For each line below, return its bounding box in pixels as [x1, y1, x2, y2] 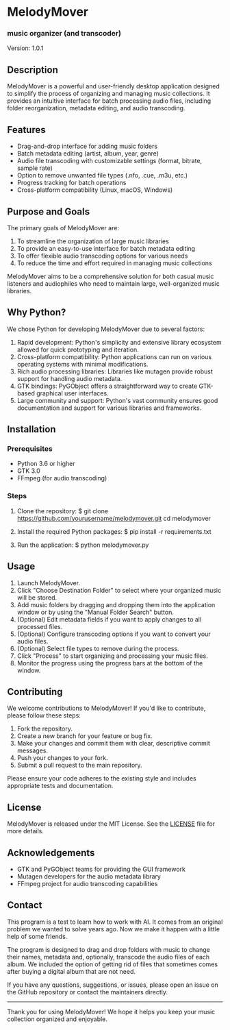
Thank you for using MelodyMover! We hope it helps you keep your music [7, 1007, 216, 1016]
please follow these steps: [7, 711, 81, 720]
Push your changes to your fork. [16, 754, 108, 762]
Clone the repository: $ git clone [16, 506, 108, 515]
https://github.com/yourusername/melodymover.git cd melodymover [16, 514, 211, 522]
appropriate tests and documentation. [7, 782, 114, 790]
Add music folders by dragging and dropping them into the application [16, 600, 216, 609]
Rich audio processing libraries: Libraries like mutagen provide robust [16, 367, 214, 376]
